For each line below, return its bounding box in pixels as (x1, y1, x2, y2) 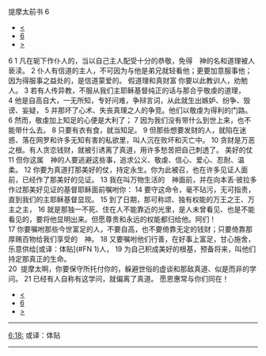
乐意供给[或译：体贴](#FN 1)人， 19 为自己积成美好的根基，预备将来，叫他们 (8, 244, 256, 254)
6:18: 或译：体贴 (8, 331, 61, 339)
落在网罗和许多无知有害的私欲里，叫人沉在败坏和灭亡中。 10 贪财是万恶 (21, 136, 256, 144)
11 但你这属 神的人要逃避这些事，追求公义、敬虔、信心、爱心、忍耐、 (8, 155, 238, 164)
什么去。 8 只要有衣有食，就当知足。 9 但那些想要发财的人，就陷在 (21, 125, 240, 135)
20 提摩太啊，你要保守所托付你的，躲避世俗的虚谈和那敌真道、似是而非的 (8, 264, 250, 274)
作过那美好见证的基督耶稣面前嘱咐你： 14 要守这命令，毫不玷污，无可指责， (8, 185, 256, 194)
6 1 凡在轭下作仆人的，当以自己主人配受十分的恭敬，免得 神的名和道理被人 (8, 56, 256, 65)
